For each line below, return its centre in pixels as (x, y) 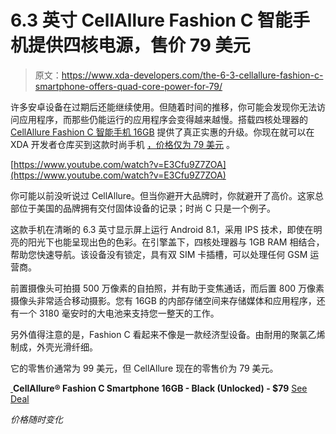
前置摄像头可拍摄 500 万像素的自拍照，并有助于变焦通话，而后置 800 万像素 (167, 288)
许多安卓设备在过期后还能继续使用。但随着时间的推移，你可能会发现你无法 (163, 107)
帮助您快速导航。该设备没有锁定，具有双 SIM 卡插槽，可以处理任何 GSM (159, 254)
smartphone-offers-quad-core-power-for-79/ (128, 86)
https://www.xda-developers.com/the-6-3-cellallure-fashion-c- (192, 75)
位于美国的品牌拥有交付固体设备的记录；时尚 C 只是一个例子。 (147, 208)
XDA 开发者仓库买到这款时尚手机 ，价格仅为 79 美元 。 (122, 144)
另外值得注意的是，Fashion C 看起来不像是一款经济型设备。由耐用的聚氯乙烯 (168, 334)
